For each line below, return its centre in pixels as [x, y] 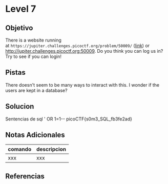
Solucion [20, 106]
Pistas [15, 73]
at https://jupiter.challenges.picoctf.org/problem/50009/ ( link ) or [78, 46]
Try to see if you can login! [33, 56]
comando [20, 149]
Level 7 [21, 9]
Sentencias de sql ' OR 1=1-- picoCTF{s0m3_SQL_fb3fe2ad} [69, 119]
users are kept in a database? [36, 90]
